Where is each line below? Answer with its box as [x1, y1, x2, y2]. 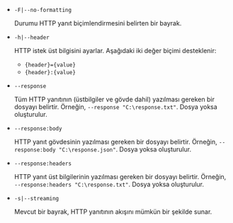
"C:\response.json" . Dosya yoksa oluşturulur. [59, 145, 192, 154]
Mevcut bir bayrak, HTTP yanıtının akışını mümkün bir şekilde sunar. [13, 207, 212, 216]
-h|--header [13, 34, 50, 41]
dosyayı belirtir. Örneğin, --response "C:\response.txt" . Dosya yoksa [13, 103, 217, 111]
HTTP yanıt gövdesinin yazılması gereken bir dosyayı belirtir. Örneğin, [13, 137, 217, 146]
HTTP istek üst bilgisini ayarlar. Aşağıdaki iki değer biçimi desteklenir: [13, 47, 217, 55]
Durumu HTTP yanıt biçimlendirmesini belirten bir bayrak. [13, 19, 182, 27]
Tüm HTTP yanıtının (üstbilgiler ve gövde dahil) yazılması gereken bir [13, 95, 215, 103]
